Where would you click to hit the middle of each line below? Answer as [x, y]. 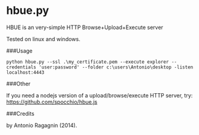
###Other [18, 84]
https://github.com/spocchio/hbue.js [52, 102]
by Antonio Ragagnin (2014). [42, 125]
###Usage [20, 51]
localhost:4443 [25, 72]
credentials [21, 67]
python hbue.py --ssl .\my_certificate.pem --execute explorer [88, 62]
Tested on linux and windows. [43, 39]
